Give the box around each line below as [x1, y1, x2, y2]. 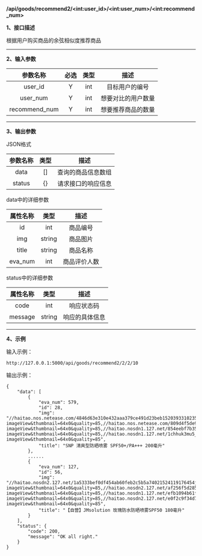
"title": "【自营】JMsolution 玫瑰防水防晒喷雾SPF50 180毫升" [38, 507, 185, 513]
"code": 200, [28, 528, 61, 534]
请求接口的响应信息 [57, 179, 112, 188]
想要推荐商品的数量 [100, 106, 155, 113]
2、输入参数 [6, 56, 36, 62]
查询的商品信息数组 [57, 168, 112, 176]
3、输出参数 [6, 128, 37, 135]
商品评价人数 [63, 258, 99, 266]
